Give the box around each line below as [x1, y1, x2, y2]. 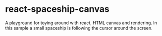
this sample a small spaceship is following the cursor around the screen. [5, 25, 153, 31]
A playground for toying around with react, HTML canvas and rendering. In [5, 20, 158, 26]
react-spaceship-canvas [5, 3, 110, 15]
